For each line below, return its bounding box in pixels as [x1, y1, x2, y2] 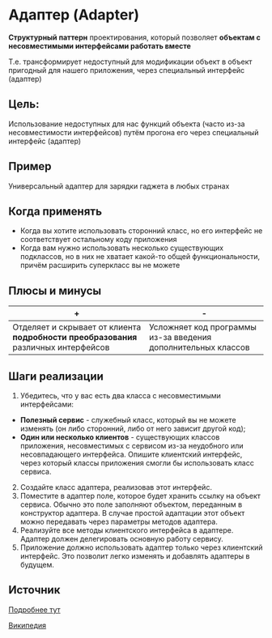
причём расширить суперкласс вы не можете [19, 261, 181, 270]
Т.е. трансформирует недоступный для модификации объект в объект [8, 57, 253, 66]
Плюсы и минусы [8, 283, 102, 297]
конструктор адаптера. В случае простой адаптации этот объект [19, 508, 245, 517]
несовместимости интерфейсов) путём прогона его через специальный [8, 127, 259, 137]
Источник [8, 583, 61, 597]
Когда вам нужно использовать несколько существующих [19, 243, 224, 253]
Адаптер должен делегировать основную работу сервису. [19, 534, 224, 543]
